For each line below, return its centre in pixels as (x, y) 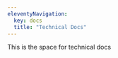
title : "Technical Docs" (50, 27)
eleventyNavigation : (38, 14)
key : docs (28, 21)
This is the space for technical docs (59, 47)
